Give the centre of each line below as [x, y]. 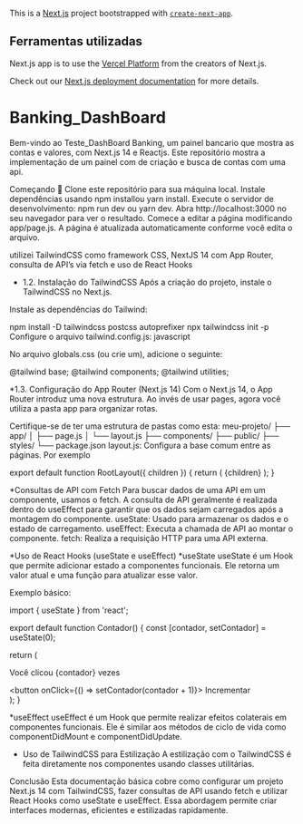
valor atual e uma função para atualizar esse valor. [103, 575]
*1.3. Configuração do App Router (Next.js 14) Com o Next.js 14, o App [142, 389]
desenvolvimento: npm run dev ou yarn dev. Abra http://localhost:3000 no [148, 208]
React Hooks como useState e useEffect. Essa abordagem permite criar [143, 800]
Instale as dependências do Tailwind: [78, 309]
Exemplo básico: [40, 592]
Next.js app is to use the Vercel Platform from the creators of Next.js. [138, 63]
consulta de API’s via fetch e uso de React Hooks [101, 264]
